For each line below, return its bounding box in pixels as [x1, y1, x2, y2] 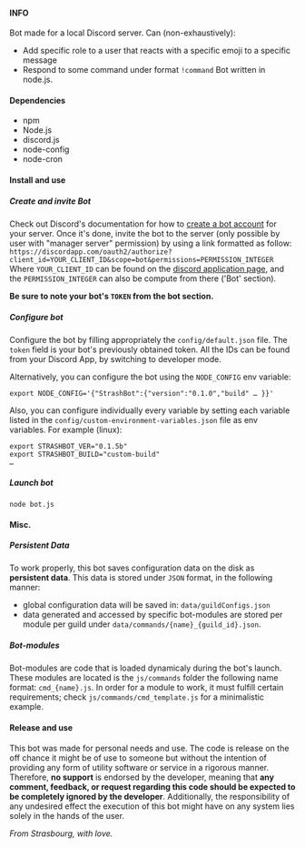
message [22, 55, 57, 66]
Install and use [9, 175, 66, 186]
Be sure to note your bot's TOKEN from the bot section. [9, 290, 214, 301]
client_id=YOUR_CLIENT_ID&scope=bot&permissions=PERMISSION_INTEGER [9, 255, 274, 264]
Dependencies [9, 95, 66, 106]
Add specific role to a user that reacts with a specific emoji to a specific [22, 45, 290, 56]
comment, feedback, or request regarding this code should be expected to [9, 781, 296, 792]
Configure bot [9, 311, 64, 322]
